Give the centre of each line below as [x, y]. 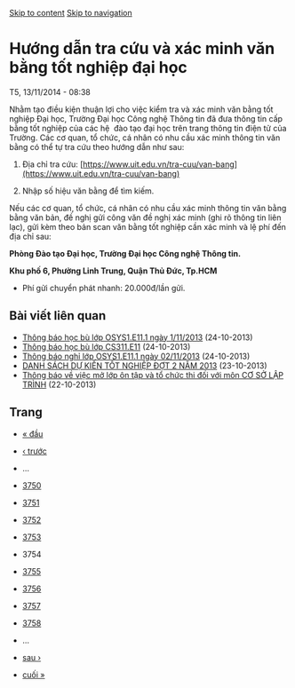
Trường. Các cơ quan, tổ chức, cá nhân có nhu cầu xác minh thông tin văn [145, 138]
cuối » [33, 675]
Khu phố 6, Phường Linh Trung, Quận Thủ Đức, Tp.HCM [113, 271]
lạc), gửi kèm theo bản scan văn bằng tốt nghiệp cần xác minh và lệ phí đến [148, 226]
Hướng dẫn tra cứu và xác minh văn [142, 49]
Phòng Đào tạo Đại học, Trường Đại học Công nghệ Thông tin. [125, 253]
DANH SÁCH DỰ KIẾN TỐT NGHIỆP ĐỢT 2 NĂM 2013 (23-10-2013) [144, 365]
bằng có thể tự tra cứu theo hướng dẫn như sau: [97, 146]
